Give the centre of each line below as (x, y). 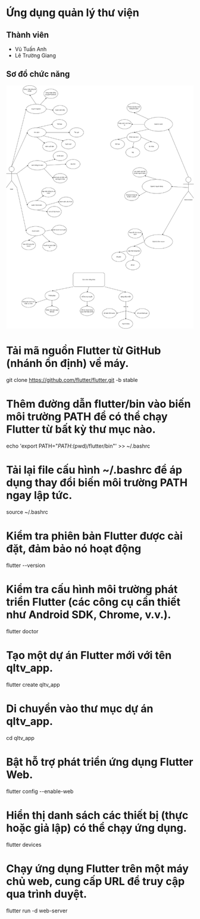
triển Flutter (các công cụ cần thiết (93, 602)
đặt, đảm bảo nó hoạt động (74, 549)
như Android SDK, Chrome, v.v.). (89, 615)
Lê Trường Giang (35, 55)
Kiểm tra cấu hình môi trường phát (92, 589)
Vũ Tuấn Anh (31, 49)
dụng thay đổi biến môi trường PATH (97, 483)
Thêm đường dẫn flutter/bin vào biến (99, 404)
